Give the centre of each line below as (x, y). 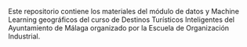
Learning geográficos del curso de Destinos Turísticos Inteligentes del (122, 20)
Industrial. (24, 36)
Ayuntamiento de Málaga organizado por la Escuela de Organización (119, 28)
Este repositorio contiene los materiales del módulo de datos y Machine (123, 11)
